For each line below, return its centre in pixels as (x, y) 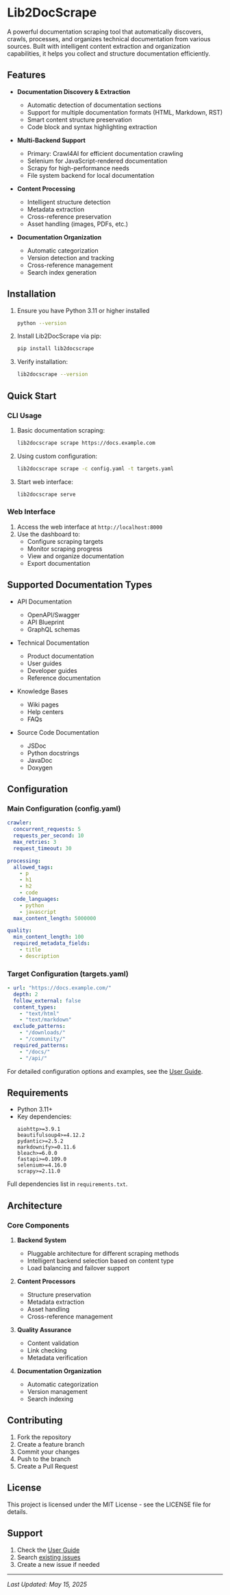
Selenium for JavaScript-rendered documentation (97, 161)
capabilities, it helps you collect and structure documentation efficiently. (109, 54)
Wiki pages (43, 704)
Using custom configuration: (57, 456)
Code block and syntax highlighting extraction (92, 127)
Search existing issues (49, 1557)
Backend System (41, 1240)
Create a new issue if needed (59, 1564)
